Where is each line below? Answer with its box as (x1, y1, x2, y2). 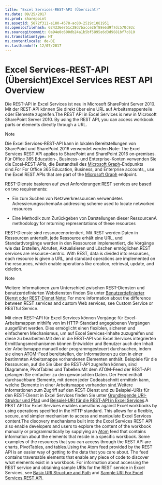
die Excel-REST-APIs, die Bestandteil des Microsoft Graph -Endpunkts (5, 161, 144, 167)
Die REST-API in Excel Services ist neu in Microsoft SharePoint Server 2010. (5, 101, 156, 107)
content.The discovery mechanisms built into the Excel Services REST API (5, 418, 152, 424)
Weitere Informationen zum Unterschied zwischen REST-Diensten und (5, 285, 145, 291)
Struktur (5, 397, 21, 403)
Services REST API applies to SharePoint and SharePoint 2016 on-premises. (5, 151, 156, 156)
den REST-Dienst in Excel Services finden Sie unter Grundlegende (5, 392, 137, 398)
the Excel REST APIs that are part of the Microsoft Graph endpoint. (5, 171, 138, 177)
